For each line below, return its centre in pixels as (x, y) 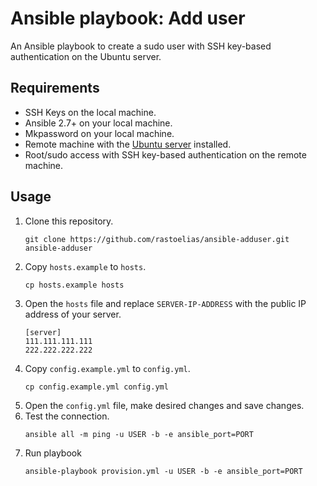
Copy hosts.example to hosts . (85, 266)
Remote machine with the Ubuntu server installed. (128, 144)
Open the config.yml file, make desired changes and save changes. (164, 405)
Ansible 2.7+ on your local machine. (98, 123)
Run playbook (53, 453)
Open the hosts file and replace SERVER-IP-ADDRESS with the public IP (165, 303)
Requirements (55, 88)
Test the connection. (67, 416)
